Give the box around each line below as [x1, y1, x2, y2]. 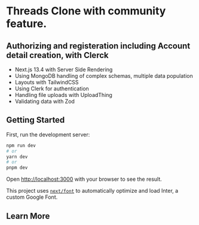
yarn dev [6, 154, 28, 160]
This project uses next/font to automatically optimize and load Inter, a [6, 187, 179, 194]
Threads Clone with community [6, 4, 166, 18]
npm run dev [6, 142, 36, 148]
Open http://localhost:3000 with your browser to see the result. [6, 175, 163, 183]
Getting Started [6, 115, 65, 125]
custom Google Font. [6, 193, 58, 201]
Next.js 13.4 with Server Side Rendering [14, 66, 113, 73]
